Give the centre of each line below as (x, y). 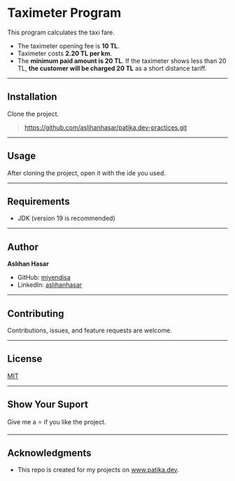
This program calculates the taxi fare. (61, 32)
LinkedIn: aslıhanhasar (50, 285)
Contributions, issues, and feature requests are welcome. (90, 330)
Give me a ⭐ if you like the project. (57, 421)
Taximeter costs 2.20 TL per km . (65, 53)
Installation (32, 97)
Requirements (38, 201)
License (25, 359)
